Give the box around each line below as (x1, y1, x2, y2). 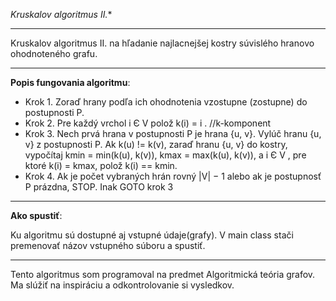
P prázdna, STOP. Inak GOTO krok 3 (24, 181, 174, 193)
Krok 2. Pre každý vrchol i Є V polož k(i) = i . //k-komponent (24, 117, 272, 129)
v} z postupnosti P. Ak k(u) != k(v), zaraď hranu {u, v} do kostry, (24, 139, 288, 150)
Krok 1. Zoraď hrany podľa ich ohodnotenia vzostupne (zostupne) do (24, 96, 308, 108)
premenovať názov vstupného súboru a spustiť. (10, 240, 206, 251)
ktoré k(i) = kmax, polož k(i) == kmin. (24, 160, 178, 171)
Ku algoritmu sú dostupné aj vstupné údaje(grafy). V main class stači (10, 229, 294, 241)
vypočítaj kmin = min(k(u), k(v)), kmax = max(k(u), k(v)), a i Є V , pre (24, 149, 307, 161)
